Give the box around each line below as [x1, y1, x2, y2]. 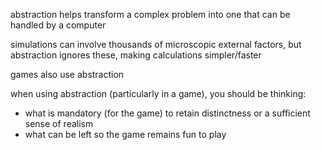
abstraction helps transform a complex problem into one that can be [10, 9, 291, 20]
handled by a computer [10, 19, 107, 31]
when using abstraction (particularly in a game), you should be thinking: [10, 88, 307, 99]
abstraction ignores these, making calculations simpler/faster [10, 49, 262, 61]
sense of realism [24, 118, 94, 129]
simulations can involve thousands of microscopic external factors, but [10, 39, 302, 50]
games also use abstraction [10, 69, 125, 80]
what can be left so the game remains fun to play [24, 129, 227, 140]
